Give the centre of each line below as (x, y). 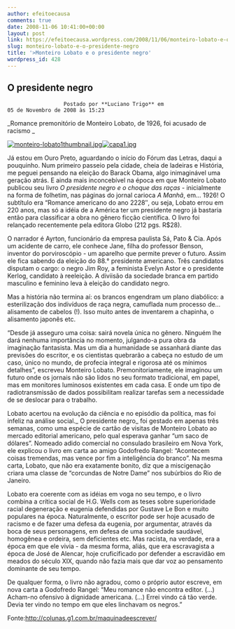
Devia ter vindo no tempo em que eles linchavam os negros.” (95, 604)
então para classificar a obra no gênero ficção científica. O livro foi (104, 217)
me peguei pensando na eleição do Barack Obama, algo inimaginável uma (114, 173)
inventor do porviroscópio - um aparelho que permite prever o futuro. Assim (117, 253)
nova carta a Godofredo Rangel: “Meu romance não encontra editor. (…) (111, 589)
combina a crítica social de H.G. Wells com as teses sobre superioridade (112, 501)
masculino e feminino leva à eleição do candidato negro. (88, 283)
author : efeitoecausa (39, 14)
